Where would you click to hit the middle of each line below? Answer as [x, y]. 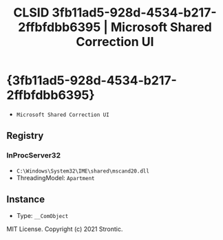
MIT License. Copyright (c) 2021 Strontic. [65, 229]
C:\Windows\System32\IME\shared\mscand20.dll [83, 171]
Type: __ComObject [42, 216]
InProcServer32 [34, 155]
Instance [26, 200]
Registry [25, 136]
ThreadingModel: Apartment [55, 177]
